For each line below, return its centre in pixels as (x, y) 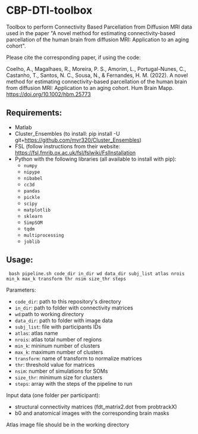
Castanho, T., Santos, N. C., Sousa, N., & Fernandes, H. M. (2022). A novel (97, 75)
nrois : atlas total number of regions (58, 339)
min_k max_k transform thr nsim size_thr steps (66, 279)
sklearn (33, 216)
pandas (32, 191)
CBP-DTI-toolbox (49, 10)
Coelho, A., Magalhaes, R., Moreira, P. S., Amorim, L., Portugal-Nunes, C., (96, 68)
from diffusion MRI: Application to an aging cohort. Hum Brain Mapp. (90, 88)
